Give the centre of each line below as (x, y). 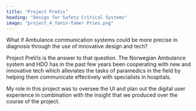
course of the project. (33, 101)
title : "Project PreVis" (37, 12)
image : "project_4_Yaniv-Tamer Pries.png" (60, 23)
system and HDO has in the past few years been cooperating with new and (99, 64)
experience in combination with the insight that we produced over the (92, 95)
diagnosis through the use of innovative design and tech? (77, 46)
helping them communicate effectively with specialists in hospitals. (89, 77)
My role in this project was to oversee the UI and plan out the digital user (96, 89)
